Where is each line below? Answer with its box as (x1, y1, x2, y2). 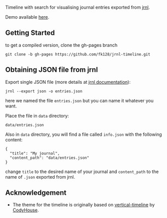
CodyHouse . (12, 207, 39, 213)
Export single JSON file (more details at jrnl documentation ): (5, 79, 131, 85)
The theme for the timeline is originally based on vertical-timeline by (12, 202, 155, 208)
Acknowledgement (5, 189, 67, 197)
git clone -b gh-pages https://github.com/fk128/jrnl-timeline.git (5, 51, 151, 57)
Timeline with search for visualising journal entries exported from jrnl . (5, 5, 150, 10)
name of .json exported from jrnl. (5, 174, 75, 180)
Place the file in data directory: (5, 113, 69, 119)
